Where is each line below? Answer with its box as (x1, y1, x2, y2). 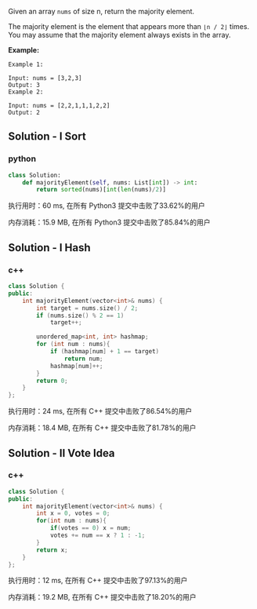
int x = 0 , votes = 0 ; (36, 509, 110, 517)
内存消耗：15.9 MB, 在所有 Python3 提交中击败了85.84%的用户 (8, 217, 211, 227)
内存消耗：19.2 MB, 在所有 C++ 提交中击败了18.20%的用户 (8, 593, 197, 602)
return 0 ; (36, 377, 68, 385)
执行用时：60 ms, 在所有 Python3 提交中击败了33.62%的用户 (8, 201, 205, 210)
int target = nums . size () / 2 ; (36, 304, 139, 312)
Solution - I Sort (8, 129, 86, 144)
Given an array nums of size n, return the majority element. (8, 7, 194, 16)
